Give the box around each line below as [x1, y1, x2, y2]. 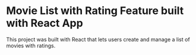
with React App [6, 16, 83, 30]
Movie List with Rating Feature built [6, 4, 184, 18]
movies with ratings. [6, 42, 56, 49]
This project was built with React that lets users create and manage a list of [6, 36, 190, 43]
